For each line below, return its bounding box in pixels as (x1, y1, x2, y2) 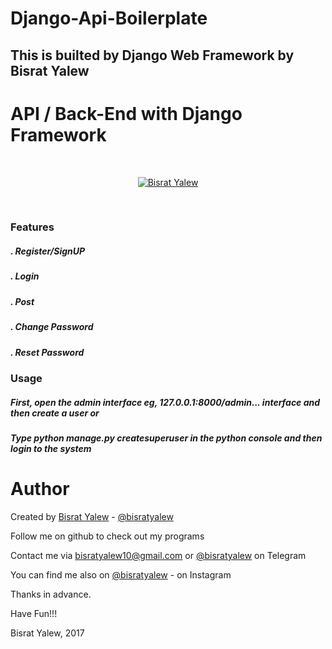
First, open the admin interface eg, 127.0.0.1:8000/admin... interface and (10, 396, 321, 408)
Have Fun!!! (10, 607, 58, 619)
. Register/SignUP (10, 245, 86, 257)
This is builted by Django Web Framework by (10, 47, 295, 64)
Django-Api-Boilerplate (10, 7, 208, 30)
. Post (10, 295, 35, 307)
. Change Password (10, 321, 94, 333)
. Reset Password (10, 346, 85, 358)
